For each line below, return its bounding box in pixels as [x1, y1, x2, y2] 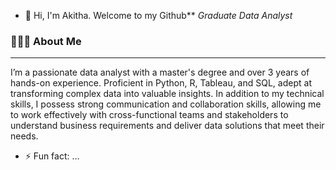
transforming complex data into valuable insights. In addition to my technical [10, 88, 325, 100]
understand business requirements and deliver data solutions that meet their [10, 120, 325, 132]
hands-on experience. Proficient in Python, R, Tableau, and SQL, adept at [10, 77, 312, 89]
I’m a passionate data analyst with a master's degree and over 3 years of [10, 66, 310, 79]
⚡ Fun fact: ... [24, 150, 80, 162]
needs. [10, 130, 39, 142]
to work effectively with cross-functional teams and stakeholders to [10, 109, 289, 121]
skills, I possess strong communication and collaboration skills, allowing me [10, 98, 322, 110]
